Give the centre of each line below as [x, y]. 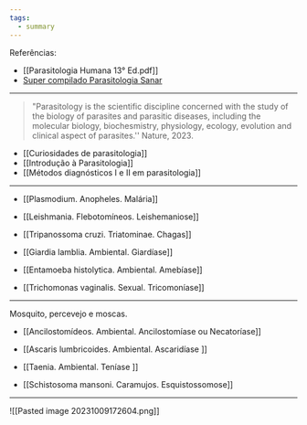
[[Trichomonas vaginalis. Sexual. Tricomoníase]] [113, 287]
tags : [20, 18]
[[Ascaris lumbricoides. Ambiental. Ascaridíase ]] [115, 349]
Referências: [33, 52]
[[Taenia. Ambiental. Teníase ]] [80, 367]
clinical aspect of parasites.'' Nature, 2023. [112, 135]
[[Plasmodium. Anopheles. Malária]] [90, 198]
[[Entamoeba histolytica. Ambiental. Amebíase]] [112, 270]
